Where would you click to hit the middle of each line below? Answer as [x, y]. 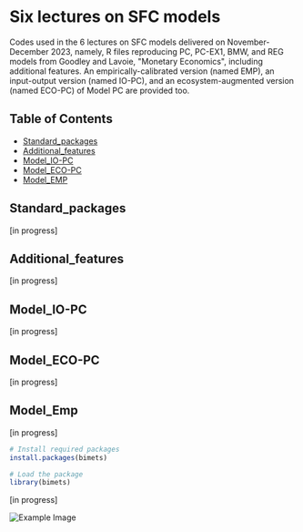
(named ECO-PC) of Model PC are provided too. [100, 90]
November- [248, 42]
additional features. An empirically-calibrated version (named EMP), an [142, 71]
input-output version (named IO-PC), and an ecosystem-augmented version [151, 80]
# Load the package [46, 474]
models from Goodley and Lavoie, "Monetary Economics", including [136, 61]
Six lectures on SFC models [115, 17]
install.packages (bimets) [58, 457]
